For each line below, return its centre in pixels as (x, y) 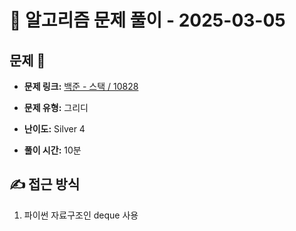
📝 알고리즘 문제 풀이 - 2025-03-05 (147, 20)
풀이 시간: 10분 (52, 150)
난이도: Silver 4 (54, 129)
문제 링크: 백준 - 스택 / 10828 (81, 86)
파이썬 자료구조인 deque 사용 (81, 215)
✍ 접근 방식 (45, 184)
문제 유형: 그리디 (56, 107)
